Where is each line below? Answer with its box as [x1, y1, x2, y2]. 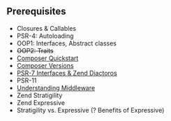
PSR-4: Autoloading [16, 31, 74, 40]
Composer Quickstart [16, 54, 79, 62]
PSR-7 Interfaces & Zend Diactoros [16, 69, 117, 77]
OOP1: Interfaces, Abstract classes [16, 38, 117, 48]
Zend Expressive [16, 98, 66, 107]
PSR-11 [16, 76, 37, 85]
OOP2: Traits [16, 46, 54, 55]
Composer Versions [16, 61, 74, 69]
